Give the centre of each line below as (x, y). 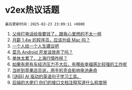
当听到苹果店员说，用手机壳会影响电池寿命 (55, 70)
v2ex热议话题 (32, 10)
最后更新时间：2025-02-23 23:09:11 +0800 (45, 24)
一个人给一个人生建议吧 (35, 46)
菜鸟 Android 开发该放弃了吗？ (42, 52)
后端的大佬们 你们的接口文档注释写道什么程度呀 (59, 82)
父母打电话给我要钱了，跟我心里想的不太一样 (57, 34)
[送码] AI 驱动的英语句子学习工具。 (47, 76)
